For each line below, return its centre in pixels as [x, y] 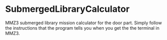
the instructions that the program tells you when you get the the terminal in [82, 28]
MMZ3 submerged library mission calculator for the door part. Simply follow [83, 23]
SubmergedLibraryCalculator [67, 9]
